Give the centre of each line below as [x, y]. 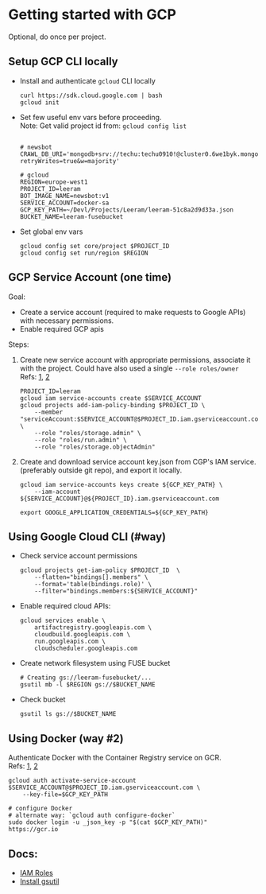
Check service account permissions [78, 556]
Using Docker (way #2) [66, 739]
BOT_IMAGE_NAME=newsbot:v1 [64, 196]
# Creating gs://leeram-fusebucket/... [86, 678]
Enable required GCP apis [62, 328]
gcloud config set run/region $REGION [84, 253]
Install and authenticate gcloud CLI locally [88, 80]
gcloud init [39, 102]
